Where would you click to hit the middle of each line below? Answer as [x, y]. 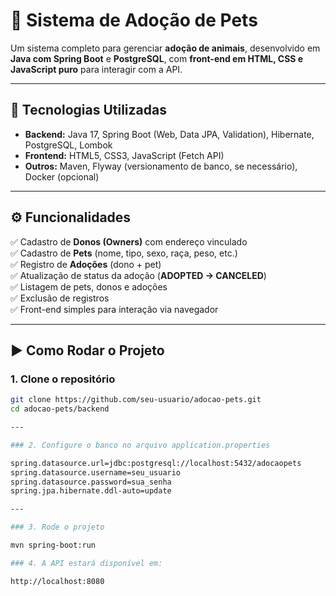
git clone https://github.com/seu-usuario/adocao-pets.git [136, 400]
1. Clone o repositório [63, 379]
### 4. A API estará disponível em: [86, 563]
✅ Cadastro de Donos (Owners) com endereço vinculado [129, 241]
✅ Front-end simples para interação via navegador [114, 309]
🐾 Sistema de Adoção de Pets [134, 20]
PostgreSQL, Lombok [68, 145]
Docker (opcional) [62, 176]
